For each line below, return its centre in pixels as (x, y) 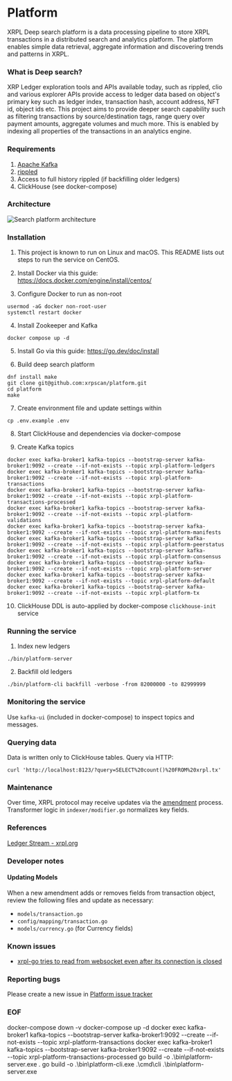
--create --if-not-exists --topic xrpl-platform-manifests (134, 533)
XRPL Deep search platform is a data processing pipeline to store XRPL (108, 32)
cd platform (24, 389)
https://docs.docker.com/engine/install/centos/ (84, 280)
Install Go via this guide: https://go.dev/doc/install (88, 351)
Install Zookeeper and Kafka (57, 325)
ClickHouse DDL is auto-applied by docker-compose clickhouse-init (116, 606)
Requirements (32, 149)
